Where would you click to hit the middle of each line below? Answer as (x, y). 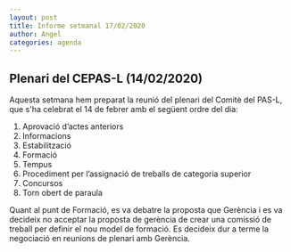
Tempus (37, 165)
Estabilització (46, 146)
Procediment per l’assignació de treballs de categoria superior (137, 174)
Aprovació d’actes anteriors (73, 126)
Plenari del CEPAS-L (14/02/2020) (106, 78)
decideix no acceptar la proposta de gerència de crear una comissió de (141, 220)
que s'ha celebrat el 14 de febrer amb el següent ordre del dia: (124, 110)
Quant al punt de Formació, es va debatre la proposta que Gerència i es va (146, 210)
